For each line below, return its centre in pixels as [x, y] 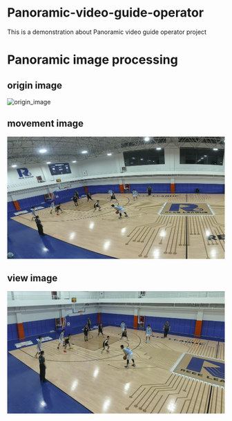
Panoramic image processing [93, 60]
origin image [35, 85]
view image [32, 278]
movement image [46, 123]
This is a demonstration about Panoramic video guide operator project [107, 32]
